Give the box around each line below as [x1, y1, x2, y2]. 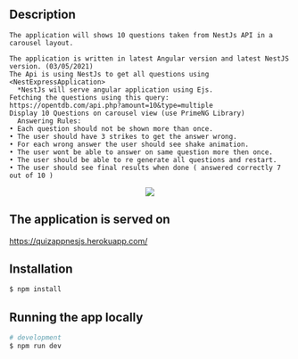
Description [9, 7, 76, 22]
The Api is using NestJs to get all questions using [9, 69, 210, 78]
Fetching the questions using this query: [9, 93, 170, 102]
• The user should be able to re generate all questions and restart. [9, 155, 277, 164]
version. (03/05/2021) [9, 61, 94, 70]
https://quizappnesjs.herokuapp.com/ [9, 235, 148, 246]
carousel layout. [9, 38, 74, 47]
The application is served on [9, 212, 171, 227]
